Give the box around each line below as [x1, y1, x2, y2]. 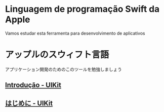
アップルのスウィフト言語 [5, 49, 110, 60]
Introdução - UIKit [5, 81, 62, 89]
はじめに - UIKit [5, 99, 53, 107]
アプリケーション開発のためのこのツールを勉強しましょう [5, 66, 122, 72]
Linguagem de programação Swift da [5, 3, 160, 15]
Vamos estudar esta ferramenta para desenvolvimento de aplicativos [5, 30, 145, 36]
